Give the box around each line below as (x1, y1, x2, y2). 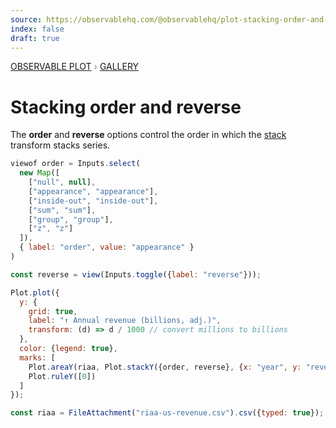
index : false (10, 24, 65, 34)
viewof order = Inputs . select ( (10, 159, 141, 169)
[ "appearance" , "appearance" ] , (28, 186, 159, 196)
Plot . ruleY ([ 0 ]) (28, 371, 97, 381)
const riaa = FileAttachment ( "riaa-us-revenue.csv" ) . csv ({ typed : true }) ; (10, 408, 325, 418)
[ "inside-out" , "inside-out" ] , (28, 196, 159, 206)
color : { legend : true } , (19, 344, 118, 354)
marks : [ (19, 352, 56, 363)
